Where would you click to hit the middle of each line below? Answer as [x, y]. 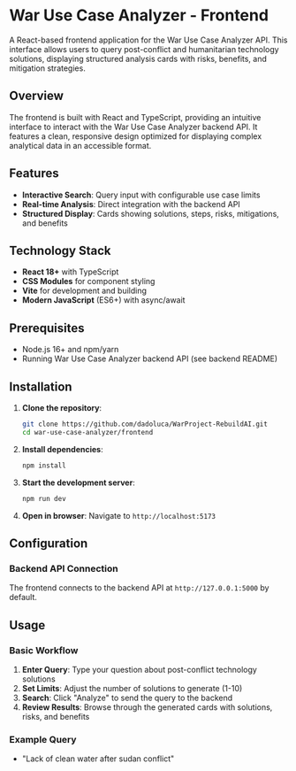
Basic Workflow [44, 650]
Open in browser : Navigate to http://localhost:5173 [119, 515]
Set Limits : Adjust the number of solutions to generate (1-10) [132, 688]
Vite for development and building [84, 291]
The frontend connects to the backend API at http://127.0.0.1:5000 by [139, 588]
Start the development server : [78, 482]
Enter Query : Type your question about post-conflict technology [140, 669]
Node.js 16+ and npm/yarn [70, 350]
